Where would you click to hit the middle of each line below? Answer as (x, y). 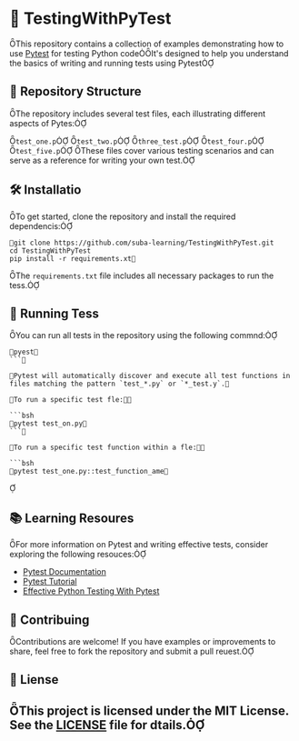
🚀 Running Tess (55, 313)
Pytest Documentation (64, 572)
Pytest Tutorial (50, 582)
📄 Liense (34, 680)
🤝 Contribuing (50, 620)
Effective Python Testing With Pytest (91, 591)
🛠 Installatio (45, 190)
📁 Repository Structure (75, 91)
